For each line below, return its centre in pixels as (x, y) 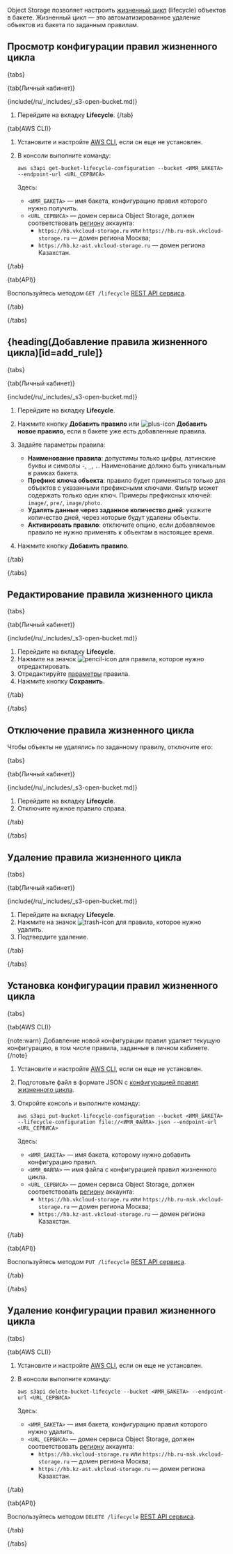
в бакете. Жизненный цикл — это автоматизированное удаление (104, 17)
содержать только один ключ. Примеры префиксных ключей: (120, 495)
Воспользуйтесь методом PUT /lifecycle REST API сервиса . (97, 1261)
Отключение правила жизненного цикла (101, 730)
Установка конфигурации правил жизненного (113, 986)
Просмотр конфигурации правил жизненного (112, 47)
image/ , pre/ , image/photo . (65, 502)
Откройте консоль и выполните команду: (79, 1103)
